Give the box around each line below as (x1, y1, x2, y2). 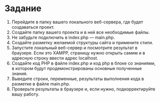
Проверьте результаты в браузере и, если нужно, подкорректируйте (11, 86, 156, 92)
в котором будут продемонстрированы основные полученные (11, 65, 142, 71)
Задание (4, 3, 42, 14)
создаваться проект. (11, 24, 55, 30)
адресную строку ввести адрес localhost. (11, 55, 98, 61)
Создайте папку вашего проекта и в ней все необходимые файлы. (11, 29, 150, 35)
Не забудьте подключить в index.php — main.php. (11, 34, 115, 40)
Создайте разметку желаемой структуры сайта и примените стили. (11, 39, 154, 45)
